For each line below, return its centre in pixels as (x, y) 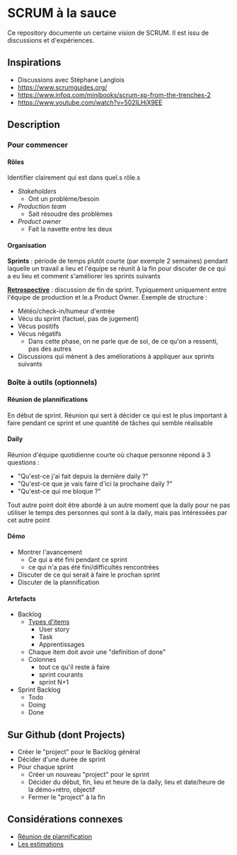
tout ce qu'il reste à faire (74, 667)
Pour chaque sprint (46, 767)
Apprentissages (62, 645)
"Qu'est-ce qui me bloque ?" (59, 491)
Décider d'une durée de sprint (62, 759)
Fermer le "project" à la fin (67, 797)
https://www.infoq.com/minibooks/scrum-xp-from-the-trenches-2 (114, 94)
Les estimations (40, 844)
